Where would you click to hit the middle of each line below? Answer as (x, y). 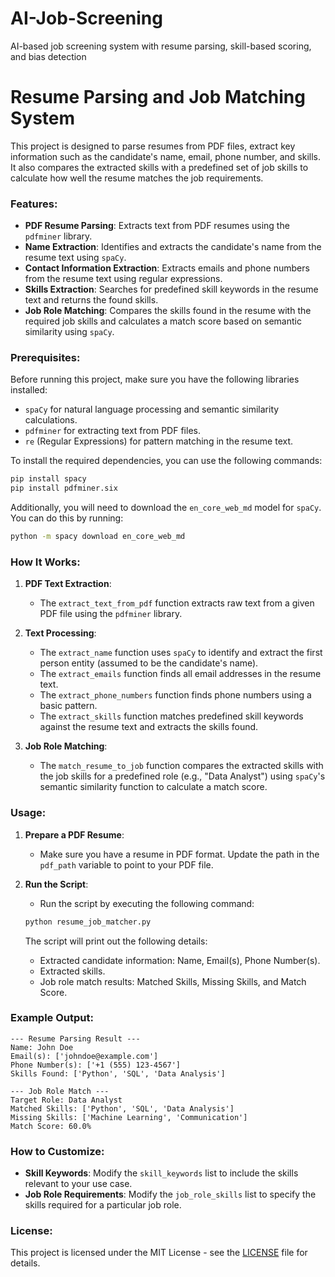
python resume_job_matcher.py (88, 922)
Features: (34, 204)
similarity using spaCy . (69, 332)
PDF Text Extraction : (68, 584)
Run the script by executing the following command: (147, 903)
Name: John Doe (42, 1047)
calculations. (51, 420)
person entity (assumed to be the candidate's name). (149, 663)
